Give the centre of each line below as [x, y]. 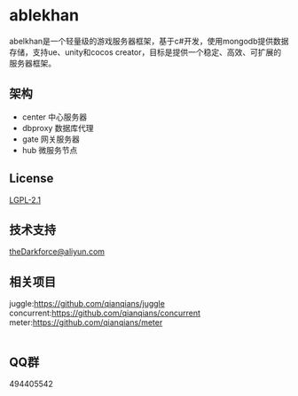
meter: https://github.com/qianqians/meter [86, 322]
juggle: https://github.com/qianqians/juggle [87, 304]
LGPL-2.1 [25, 199]
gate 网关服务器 [51, 139]
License [31, 179]
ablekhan [44, 16]
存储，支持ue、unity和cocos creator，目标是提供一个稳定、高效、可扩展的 [145, 52]
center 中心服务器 [55, 117]
